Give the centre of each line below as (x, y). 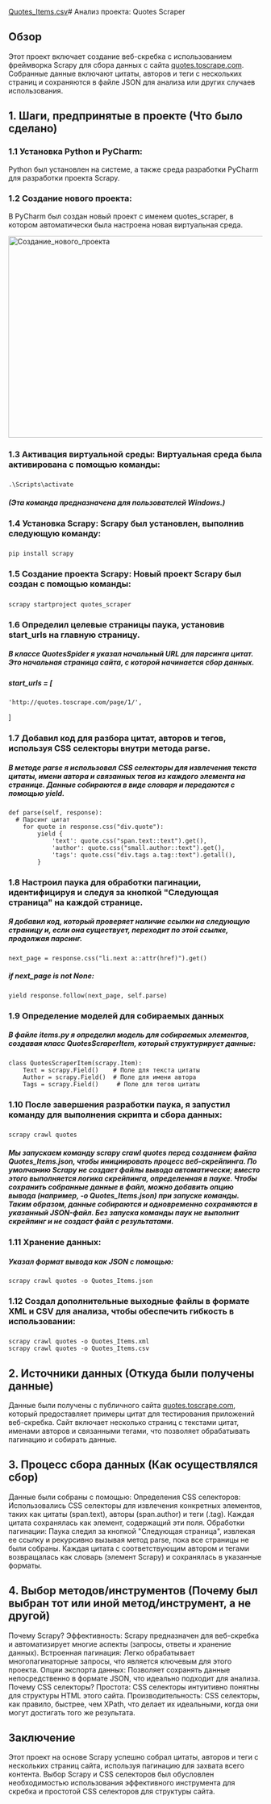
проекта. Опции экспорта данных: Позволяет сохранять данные (119, 1669)
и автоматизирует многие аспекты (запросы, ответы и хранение (120, 1644)
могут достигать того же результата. (72, 1712)
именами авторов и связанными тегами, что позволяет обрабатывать (129, 1431)
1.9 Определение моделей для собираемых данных (116, 1015)
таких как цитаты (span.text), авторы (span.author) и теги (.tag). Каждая (131, 1514)
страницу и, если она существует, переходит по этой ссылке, (118, 930)
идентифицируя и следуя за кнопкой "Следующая (114, 892)
